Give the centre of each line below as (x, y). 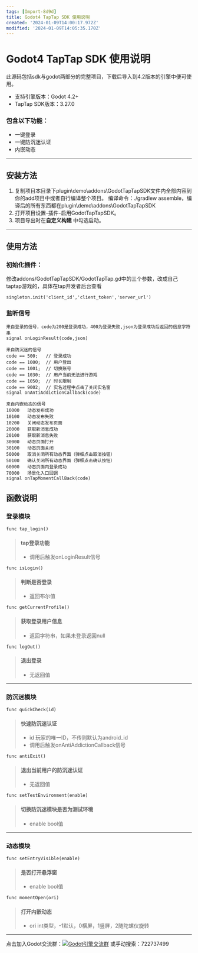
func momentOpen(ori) (33, 898)
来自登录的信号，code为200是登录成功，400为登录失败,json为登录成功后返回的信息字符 (98, 327)
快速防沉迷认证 (39, 723)
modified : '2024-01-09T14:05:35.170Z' (54, 28)
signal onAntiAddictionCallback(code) (54, 393)
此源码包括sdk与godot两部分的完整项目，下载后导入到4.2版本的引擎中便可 (96, 77)
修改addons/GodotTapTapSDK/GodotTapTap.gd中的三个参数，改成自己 (92, 278)
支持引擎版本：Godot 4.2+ (47, 97)
